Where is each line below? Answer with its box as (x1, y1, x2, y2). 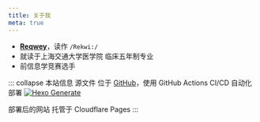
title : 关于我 (8, 11, 51, 20)
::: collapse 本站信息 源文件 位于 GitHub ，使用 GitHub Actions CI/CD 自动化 (8, 78, 253, 87)
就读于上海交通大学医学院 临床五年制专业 (19, 51, 154, 61)
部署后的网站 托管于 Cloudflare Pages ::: (8, 104, 139, 114)
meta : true (8, 19, 44, 27)
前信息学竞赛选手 (19, 61, 76, 71)
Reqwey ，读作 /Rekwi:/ (19, 41, 99, 51)
